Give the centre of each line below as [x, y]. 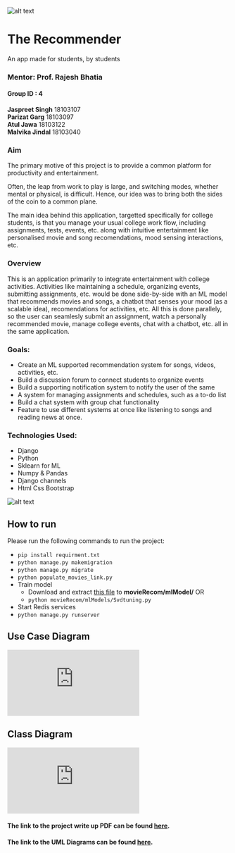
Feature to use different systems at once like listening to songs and [115, 409]
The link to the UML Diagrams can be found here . [80, 842]
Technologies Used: [42, 435]
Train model [35, 585]
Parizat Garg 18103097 [40, 117]
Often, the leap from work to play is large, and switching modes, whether [113, 187]
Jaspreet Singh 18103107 [44, 110]
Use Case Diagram [49, 636]
